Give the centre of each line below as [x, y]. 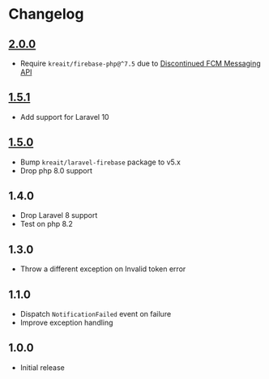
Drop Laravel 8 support [59, 215]
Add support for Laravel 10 [64, 117]
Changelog [46, 14]
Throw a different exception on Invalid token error [103, 269]
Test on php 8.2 [46, 224]
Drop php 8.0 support [56, 170]
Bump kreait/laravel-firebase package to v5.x [100, 162]
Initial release [42, 367]
